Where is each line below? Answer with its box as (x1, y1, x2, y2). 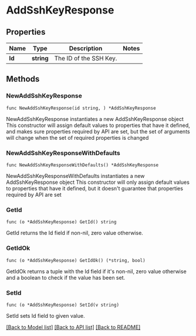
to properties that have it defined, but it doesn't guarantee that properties (6, 184, 184, 191)
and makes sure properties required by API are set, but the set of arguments (6, 127, 190, 135)
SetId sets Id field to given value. (6, 312, 85, 319)
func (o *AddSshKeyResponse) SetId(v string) (6, 302, 119, 308)
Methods (6, 74, 40, 84)
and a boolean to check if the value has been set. (6, 274, 126, 281)
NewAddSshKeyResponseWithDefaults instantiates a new (6, 172, 145, 179)
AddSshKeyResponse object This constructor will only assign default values (6, 179, 190, 186)
